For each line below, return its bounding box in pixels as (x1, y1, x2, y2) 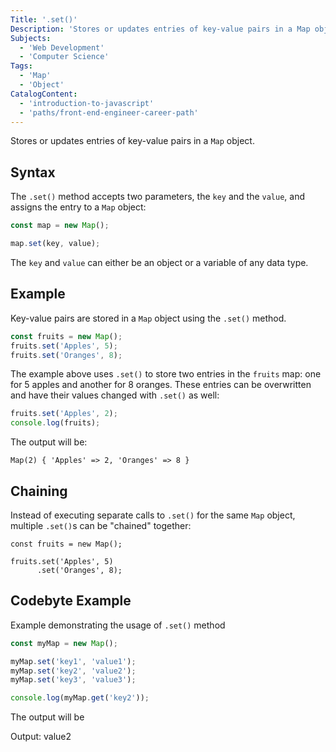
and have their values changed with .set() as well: (10, 389, 220, 401)
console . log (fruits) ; (10, 418, 101, 428)
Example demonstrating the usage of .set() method (10, 619, 226, 631)
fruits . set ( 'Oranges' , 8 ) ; (10, 350, 123, 360)
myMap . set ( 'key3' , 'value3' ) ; (10, 675, 137, 685)
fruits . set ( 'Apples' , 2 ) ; (10, 409, 118, 419)
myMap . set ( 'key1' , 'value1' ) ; (10, 656, 137, 666)
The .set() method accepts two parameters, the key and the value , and (10, 191, 306, 203)
